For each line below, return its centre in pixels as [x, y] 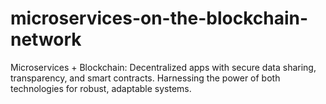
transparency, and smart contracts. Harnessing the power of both [145, 78]
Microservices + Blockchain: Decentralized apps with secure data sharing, [163, 67]
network [46, 39]
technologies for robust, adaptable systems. [101, 88]
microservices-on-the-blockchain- [159, 18]
